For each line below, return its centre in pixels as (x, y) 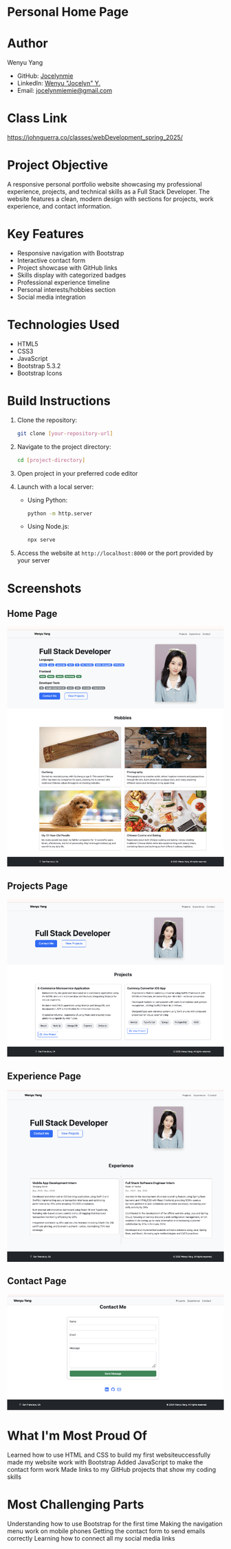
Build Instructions (59, 401)
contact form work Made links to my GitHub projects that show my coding (112, 1470)
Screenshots (44, 588)
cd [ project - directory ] (51, 460)
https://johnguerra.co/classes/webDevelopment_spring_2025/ (95, 138)
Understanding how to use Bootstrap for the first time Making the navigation (115, 1524)
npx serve (42, 540)
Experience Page (44, 1076)
